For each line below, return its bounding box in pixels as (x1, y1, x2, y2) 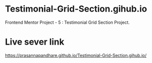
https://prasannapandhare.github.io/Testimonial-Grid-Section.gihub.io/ (5, 52, 147, 58)
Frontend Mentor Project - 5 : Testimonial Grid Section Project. (5, 19, 130, 25)
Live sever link (5, 36, 65, 47)
